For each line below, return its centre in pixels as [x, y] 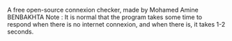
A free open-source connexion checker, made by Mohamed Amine [103, 10]
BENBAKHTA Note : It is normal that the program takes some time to [105, 17]
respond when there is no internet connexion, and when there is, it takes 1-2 [116, 24]
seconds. [21, 31]
